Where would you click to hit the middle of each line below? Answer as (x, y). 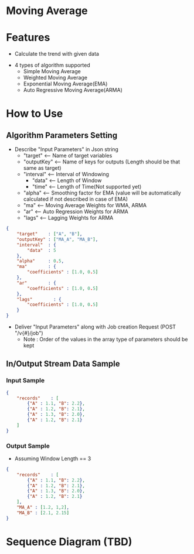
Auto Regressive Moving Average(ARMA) (73, 90)
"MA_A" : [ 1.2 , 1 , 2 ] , (43, 508)
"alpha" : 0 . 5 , (40, 261)
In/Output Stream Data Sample (63, 364)
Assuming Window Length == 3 (53, 459)
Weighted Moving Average (55, 78)
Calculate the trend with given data (57, 54)
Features (28, 38)
